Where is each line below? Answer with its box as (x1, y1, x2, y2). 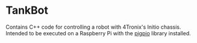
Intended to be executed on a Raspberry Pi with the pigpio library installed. (5, 29, 191, 36)
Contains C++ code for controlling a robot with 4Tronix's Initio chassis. (5, 23, 181, 30)
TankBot (5, 4, 49, 17)
